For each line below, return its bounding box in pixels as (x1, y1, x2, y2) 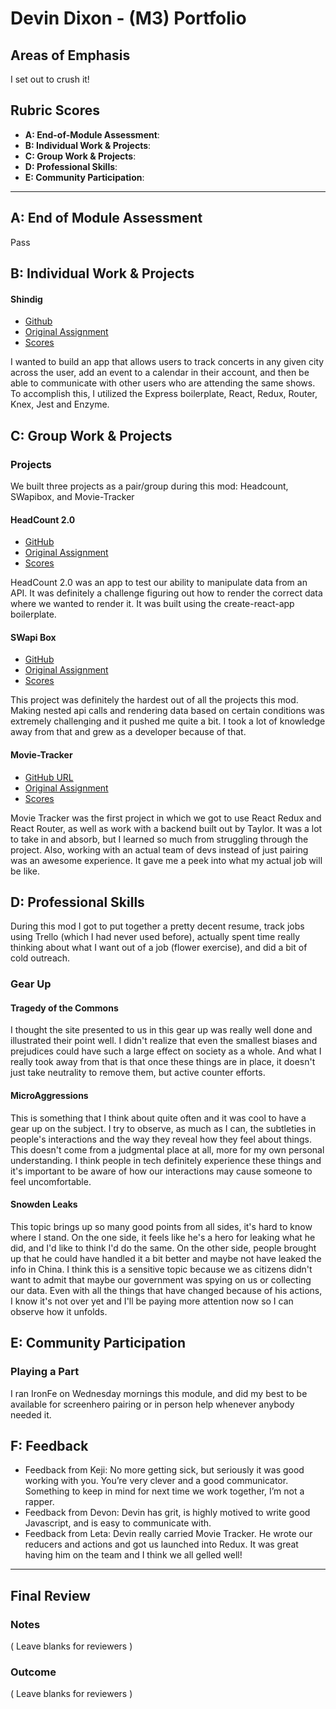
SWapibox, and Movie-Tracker (10, 490, 135, 502)
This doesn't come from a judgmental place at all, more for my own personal (10, 1143, 325, 1156)
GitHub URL (24, 771, 74, 783)
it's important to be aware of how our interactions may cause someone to (10, 1165, 313, 1177)
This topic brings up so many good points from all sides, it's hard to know (10, 1220, 313, 1232)
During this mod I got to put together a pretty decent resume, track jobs (10, 920, 305, 932)
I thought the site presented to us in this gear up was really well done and (10, 1024, 313, 1036)
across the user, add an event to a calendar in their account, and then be (10, 367, 310, 379)
